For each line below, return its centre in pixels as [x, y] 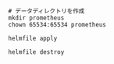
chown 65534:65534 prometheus [57, 25]
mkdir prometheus [36, 18]
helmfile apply [33, 38]
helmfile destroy [36, 52]
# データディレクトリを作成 [46, 11]
